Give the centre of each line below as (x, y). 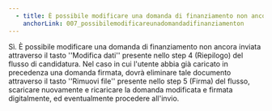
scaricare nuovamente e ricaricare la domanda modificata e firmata (121, 89)
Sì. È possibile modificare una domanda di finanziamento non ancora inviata (135, 46)
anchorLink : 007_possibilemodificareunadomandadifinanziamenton (134, 23)
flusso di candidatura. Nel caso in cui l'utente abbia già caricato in (118, 64)
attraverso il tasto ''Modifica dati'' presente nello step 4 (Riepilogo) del (126, 55)
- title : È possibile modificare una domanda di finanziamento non (132, 16)
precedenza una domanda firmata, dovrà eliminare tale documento (120, 72)
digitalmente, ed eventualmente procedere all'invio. (94, 98)
